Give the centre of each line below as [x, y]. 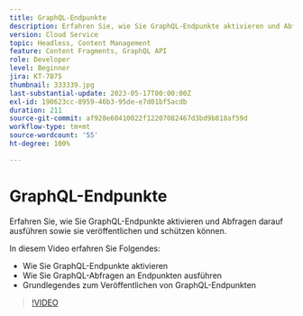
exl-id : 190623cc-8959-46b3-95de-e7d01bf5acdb [98, 102]
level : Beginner [40, 69]
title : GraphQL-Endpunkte [58, 18]
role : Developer [40, 60]
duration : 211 [36, 110]
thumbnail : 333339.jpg [52, 85]
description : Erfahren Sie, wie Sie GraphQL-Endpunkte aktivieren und [145, 26]
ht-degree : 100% [40, 144]
